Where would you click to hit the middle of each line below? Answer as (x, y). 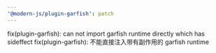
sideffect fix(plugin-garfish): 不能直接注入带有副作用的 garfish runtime (108, 42)
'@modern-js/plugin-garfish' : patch (60, 14)
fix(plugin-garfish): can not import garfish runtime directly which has (106, 33)
